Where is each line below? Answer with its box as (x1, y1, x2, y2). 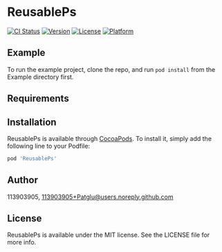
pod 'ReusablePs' (7, 155, 57, 162)
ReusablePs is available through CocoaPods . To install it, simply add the (7, 134, 212, 142)
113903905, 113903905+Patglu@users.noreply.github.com (7, 193, 174, 201)
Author (7, 174, 38, 186)
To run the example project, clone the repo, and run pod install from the (7, 65, 216, 73)
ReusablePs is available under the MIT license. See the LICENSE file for (7, 231, 210, 239)
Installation (7, 116, 57, 128)
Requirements (7, 93, 69, 104)
